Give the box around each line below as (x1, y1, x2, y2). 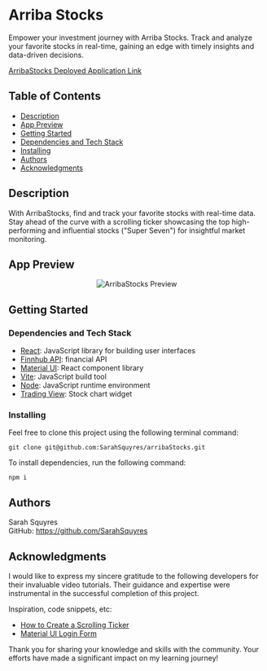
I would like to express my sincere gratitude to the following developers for (8, 571, 259, 581)
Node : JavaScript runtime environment (20, 380, 151, 390)
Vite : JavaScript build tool (20, 372, 107, 382)
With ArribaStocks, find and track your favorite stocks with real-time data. (8, 208, 256, 217)
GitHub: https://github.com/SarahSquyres (8, 526, 148, 536)
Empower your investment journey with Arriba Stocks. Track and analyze (8, 33, 252, 42)
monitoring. (8, 234, 47, 243)
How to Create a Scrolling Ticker (20, 620, 129, 629)
